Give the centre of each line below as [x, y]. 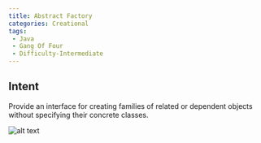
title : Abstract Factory [50, 16]
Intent [24, 87]
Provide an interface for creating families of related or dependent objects [131, 106]
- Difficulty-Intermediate [58, 54]
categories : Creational [49, 24]
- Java [23, 39]
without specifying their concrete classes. [78, 115]
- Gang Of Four [37, 46]
